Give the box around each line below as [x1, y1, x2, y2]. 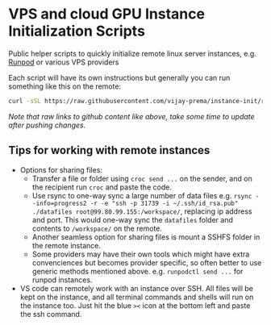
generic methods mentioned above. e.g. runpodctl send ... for [31, 266, 244, 276]
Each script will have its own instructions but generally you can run [8, 73, 231, 82]
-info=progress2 [31, 199, 87, 207]
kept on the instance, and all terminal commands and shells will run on [19, 292, 254, 302]
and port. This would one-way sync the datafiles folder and [31, 215, 234, 224]
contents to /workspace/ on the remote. [31, 223, 163, 233]
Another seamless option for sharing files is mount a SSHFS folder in [31, 231, 261, 242]
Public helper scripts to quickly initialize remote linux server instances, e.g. [8, 48, 256, 58]
